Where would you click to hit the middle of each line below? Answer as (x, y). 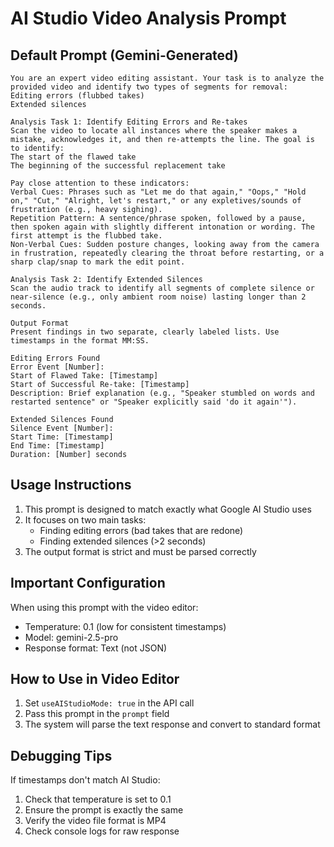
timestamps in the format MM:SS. (80, 341)
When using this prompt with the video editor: (104, 607)
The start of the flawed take (73, 157)
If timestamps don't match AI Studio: (85, 780)
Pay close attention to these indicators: (100, 183)
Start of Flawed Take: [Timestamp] (84, 376)
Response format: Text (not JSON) (96, 648)
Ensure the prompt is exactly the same (104, 810)
